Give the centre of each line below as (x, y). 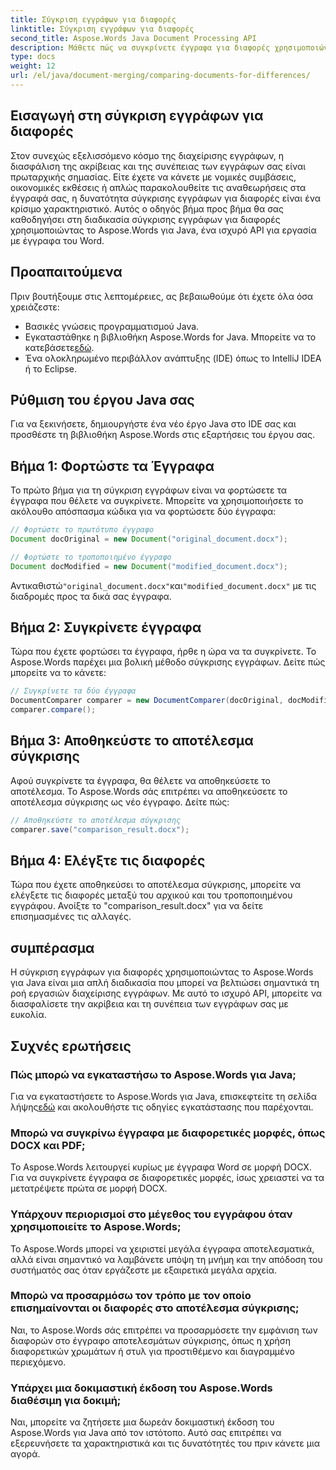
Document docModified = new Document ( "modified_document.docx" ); (149, 566)
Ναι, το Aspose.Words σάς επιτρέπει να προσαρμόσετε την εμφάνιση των (164, 1330)
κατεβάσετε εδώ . (59, 347)
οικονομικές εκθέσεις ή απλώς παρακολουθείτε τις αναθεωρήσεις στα (158, 187)
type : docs (33, 57)
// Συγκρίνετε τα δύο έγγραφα (73, 691)
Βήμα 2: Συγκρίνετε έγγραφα (106, 627)
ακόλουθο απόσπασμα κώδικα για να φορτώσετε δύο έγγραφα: (143, 512)
